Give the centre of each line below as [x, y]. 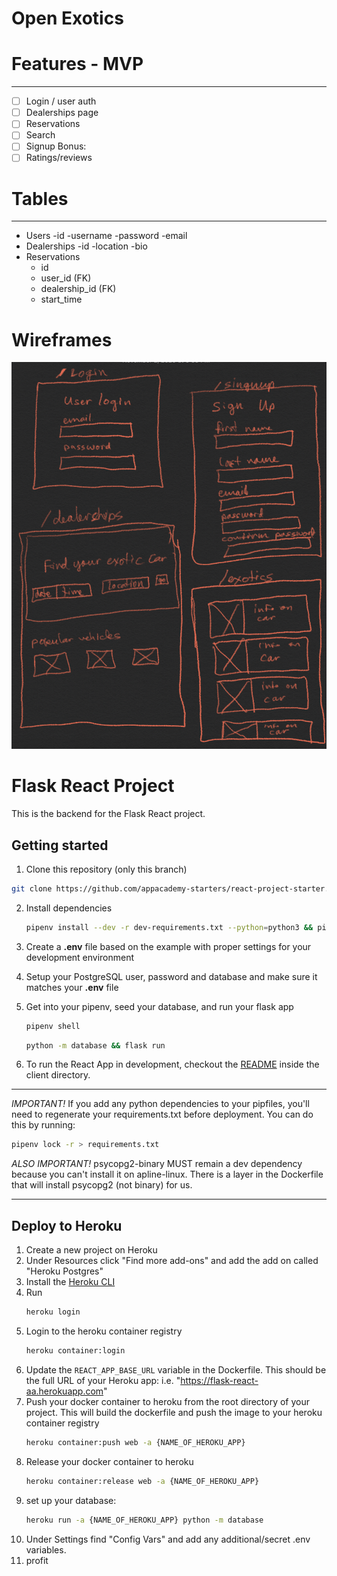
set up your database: [71, 1500]
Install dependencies [69, 908]
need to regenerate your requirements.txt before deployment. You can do [162, 1114]
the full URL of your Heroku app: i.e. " [103, 1380]
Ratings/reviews [59, 158]
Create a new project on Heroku [91, 1250]
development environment [80, 957]
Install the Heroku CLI [70, 1282]
